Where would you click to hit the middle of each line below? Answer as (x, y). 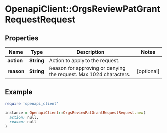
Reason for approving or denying (87, 68)
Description (90, 52)
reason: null (23, 122)
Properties (22, 38)
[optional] (148, 71)
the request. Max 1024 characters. (90, 74)
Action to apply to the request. (84, 60)
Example (19, 92)
